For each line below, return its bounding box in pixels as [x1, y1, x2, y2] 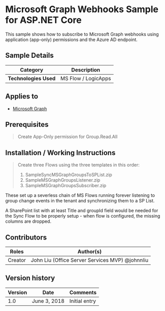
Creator [8, 257, 26, 263]
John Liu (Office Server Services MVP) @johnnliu [30, 257, 149, 263]
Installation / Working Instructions [5, 148, 116, 157]
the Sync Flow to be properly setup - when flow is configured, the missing [5, 213, 160, 219]
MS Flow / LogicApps [60, 75, 111, 82]
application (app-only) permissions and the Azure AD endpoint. [5, 37, 138, 43]
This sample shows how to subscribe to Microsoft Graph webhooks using [5, 31, 159, 37]
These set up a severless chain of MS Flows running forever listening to [5, 192, 155, 198]
